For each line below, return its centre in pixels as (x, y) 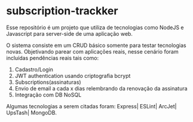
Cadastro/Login (34, 69)
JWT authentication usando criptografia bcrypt (73, 76)
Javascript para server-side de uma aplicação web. (70, 33)
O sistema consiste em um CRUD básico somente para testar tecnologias (96, 45)
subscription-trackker (62, 11)
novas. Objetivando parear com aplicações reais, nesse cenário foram (92, 51)
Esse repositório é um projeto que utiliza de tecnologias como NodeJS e (95, 27)
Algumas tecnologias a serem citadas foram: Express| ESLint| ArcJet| (91, 106)
